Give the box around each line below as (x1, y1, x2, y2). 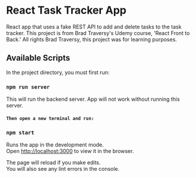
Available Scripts (6, 53, 70, 63)
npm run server (6, 84, 50, 90)
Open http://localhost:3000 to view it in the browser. (6, 147, 134, 154)
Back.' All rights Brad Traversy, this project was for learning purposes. (6, 36, 177, 43)
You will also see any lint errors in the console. (6, 165, 120, 172)
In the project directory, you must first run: (6, 69, 110, 76)
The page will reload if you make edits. (6, 158, 101, 166)
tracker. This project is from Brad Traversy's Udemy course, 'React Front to (6, 29, 190, 36)
